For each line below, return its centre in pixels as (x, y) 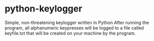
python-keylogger (43, 9)
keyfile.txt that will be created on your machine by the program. (70, 33)
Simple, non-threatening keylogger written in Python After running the (77, 22)
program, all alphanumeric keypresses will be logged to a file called (74, 27)
